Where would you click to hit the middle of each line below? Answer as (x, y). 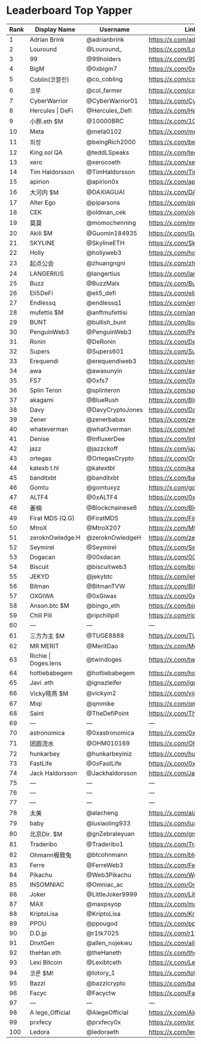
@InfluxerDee (106, 439)
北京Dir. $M (46, 834)
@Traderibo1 (105, 844)
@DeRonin (101, 342)
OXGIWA (42, 596)
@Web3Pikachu (109, 875)
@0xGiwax (102, 596)
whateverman (49, 429)
